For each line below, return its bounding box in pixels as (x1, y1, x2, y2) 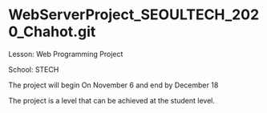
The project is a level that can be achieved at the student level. (8, 95, 215, 105)
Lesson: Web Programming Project (8, 49, 123, 59)
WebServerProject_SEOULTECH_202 (8, 6, 260, 24)
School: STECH (8, 64, 59, 74)
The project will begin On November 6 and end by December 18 (8, 80, 219, 90)
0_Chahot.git (8, 22, 96, 41)
